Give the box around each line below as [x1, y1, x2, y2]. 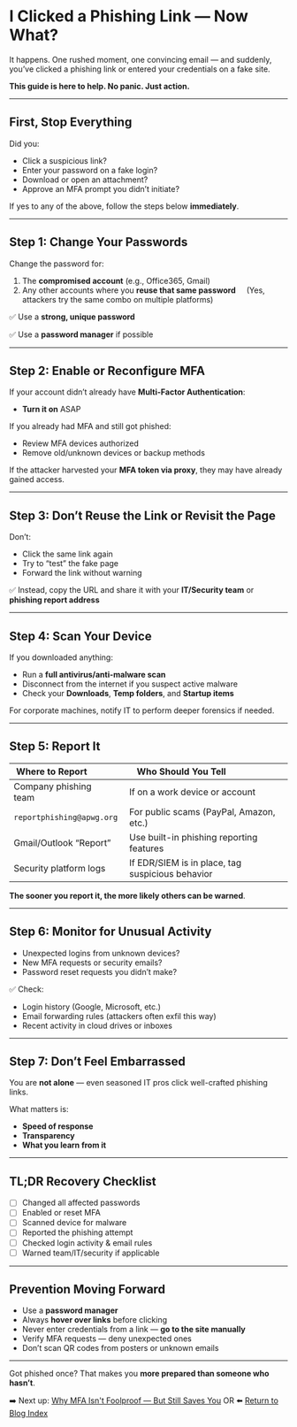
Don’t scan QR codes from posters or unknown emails [21, 1343, 219, 1354]
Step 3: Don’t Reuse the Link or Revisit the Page [9, 508, 276, 523]
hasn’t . [9, 1377, 35, 1388]
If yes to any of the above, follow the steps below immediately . [9, 201, 240, 211]
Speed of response [21, 1121, 94, 1132]
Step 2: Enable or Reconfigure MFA [9, 363, 206, 378]
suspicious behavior [129, 867, 213, 879]
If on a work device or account [129, 786, 256, 798]
